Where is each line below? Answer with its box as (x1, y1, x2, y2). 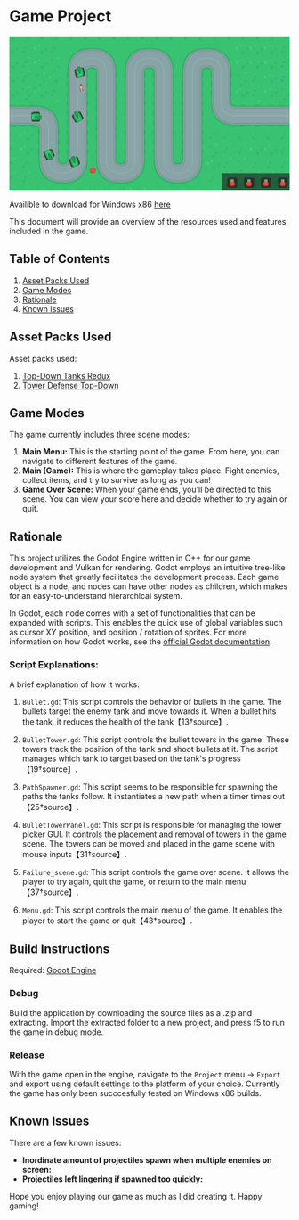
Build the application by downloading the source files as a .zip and (9, 1007, 253, 1018)
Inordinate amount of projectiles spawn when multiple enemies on (21, 1154, 272, 1165)
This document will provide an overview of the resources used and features (9, 217, 287, 227)
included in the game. (9, 225, 89, 237)
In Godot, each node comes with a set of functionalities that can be (9, 608, 255, 618)
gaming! (9, 1200, 39, 1211)
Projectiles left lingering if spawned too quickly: (21, 1174, 203, 1184)
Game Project (9, 6, 112, 27)
